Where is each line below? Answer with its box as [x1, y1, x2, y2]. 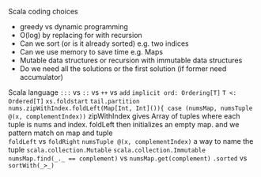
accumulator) [19, 73, 63, 81]
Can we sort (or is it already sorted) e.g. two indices [19, 39, 190, 48]
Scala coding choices [8, 7, 78, 16]
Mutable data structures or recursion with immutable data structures [19, 55, 243, 65]
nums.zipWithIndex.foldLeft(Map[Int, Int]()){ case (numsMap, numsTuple [8, 104, 253, 112]
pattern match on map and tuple [8, 128, 113, 137]
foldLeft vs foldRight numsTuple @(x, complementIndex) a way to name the [8, 137, 254, 145]
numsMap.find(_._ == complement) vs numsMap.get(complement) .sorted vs [8, 153, 248, 163]
